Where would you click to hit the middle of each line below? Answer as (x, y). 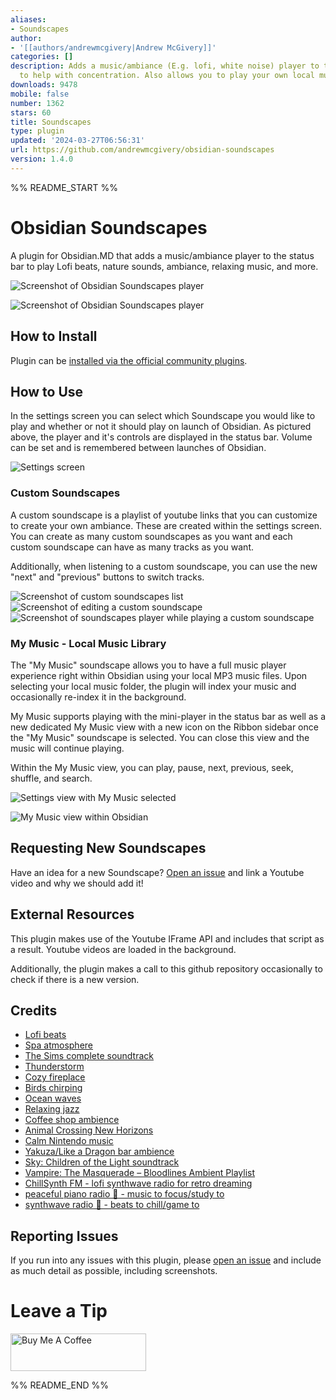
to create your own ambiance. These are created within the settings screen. (166, 525)
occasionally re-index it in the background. (98, 697)
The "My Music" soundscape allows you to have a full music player (148, 665)
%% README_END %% (60, 1385)
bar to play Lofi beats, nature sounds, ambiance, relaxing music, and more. (164, 266)
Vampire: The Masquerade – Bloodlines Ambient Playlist (140, 1173)
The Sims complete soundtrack (89, 1056)
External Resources (72, 914)
